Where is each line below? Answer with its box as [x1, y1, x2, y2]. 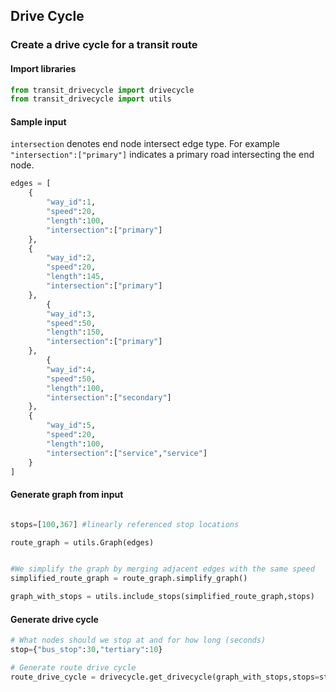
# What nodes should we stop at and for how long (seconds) [10, 635, 267, 646]
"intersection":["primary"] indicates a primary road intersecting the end [10, 149, 315, 161]
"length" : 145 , [46, 272, 105, 282]
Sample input [10, 115, 67, 128]
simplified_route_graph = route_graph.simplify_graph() [10, 574, 248, 584]
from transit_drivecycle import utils [10, 94, 172, 104]
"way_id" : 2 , [46, 253, 97, 263]
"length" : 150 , [46, 327, 105, 338]
